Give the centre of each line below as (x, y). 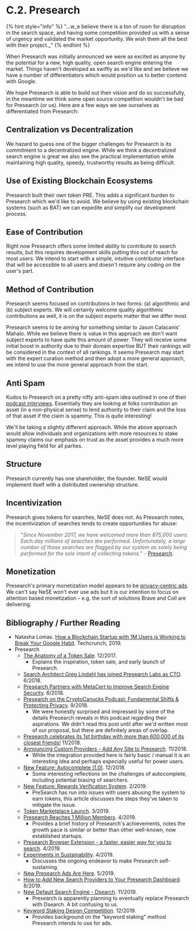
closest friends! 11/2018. (52, 743)
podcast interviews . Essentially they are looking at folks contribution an (92, 403)
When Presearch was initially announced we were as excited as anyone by (96, 56)
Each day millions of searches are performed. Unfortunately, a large (103, 541)
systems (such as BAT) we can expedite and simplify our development (91, 207)
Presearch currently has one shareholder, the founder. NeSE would (87, 478)
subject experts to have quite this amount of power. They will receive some (97, 340)
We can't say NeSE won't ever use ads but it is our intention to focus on (92, 592)
